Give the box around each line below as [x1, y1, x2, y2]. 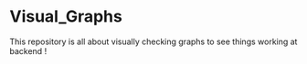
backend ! [9, 45, 48, 56]
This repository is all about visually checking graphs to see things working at [9, 36, 298, 47]
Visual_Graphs [9, 6, 123, 27]
